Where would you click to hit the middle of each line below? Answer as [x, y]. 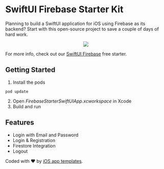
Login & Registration [34, 140]
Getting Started [30, 70]
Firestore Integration [34, 146]
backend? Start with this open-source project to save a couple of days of [82, 29]
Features [20, 123]
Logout [20, 151]
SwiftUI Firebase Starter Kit [64, 9]
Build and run [27, 106]
